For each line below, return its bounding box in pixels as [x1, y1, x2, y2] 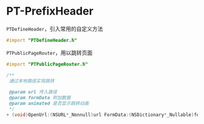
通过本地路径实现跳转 [8, 78, 55, 84]
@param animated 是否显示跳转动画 [8, 100, 89, 107]
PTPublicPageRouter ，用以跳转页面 [6, 49, 93, 56]
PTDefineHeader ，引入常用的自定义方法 [6, 25, 103, 32]
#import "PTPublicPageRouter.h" [6, 61, 88, 67]
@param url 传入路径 [8, 89, 58, 95]
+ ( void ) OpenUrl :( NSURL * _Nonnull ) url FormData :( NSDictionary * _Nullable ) [6, 111, 194, 118]
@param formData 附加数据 [8, 95, 71, 101]
